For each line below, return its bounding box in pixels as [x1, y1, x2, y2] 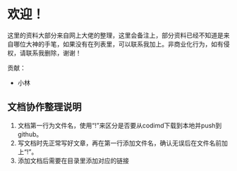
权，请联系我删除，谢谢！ [7, 49, 82, 57]
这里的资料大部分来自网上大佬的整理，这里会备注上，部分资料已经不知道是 [7, 31, 224, 39]
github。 [17, 129, 43, 138]
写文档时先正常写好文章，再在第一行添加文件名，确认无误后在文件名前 [17, 139, 222, 147]
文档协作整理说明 [7, 101, 82, 113]
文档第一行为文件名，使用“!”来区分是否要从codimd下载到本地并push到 [17, 121, 222, 129]
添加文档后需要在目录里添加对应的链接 [17, 156, 129, 165]
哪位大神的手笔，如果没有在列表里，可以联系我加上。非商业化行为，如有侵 [13, 39, 230, 48]
